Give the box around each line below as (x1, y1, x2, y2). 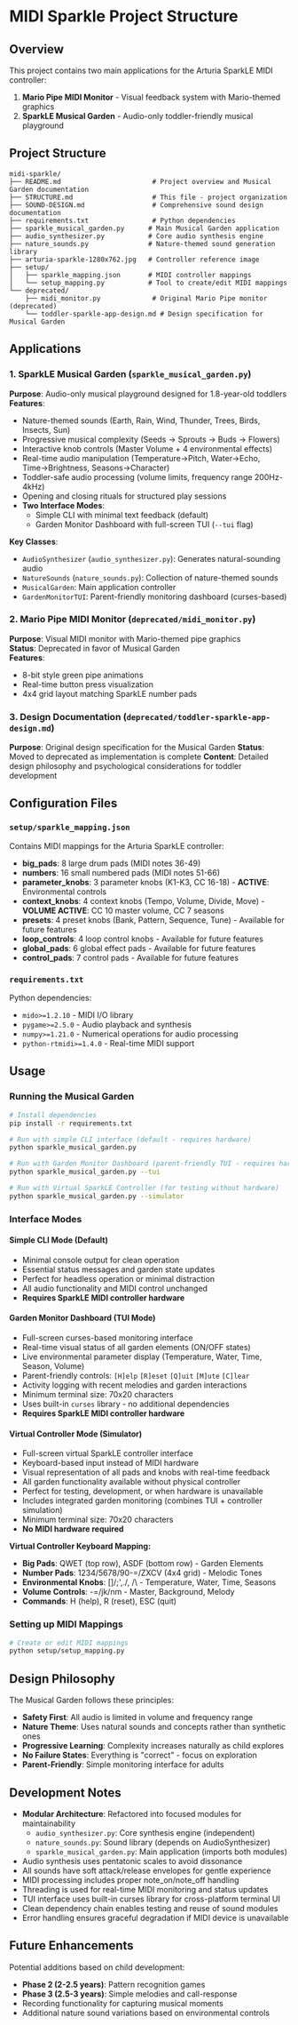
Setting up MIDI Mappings (9, 1618, 124, 1630)
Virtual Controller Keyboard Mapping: (9, 1541, 152, 1552)
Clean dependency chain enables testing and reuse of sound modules (21, 1902, 278, 1913)
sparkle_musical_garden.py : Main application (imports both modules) (35, 1846, 288, 1857)
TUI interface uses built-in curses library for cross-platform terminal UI (21, 1893, 281, 1904)
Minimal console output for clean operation (21, 1254, 180, 1265)
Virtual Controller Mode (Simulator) (9, 1429, 143, 1439)
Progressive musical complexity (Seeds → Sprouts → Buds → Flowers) (21, 434, 281, 444)
